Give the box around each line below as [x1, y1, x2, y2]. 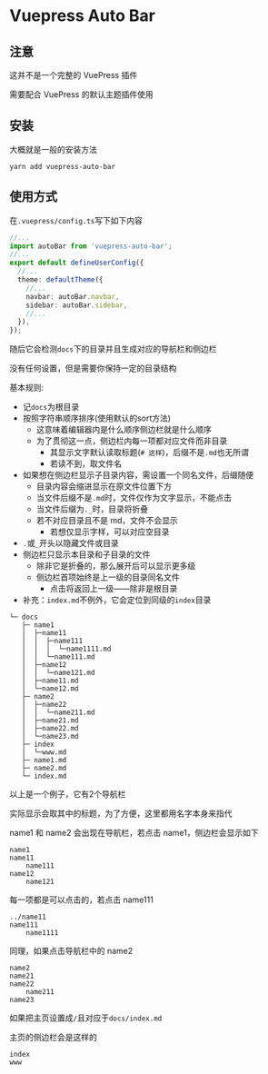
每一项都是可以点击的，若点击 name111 [9, 894, 154, 905]
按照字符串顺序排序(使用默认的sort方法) [22, 413, 171, 423]
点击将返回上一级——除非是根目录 [49, 583, 178, 594]
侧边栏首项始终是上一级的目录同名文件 [35, 572, 180, 582]
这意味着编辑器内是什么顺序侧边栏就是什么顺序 [35, 424, 212, 435]
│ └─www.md [21, 748, 67, 757]
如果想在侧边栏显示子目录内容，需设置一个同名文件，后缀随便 [22, 470, 254, 481]
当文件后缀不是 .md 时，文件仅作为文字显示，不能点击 [35, 492, 233, 503]
